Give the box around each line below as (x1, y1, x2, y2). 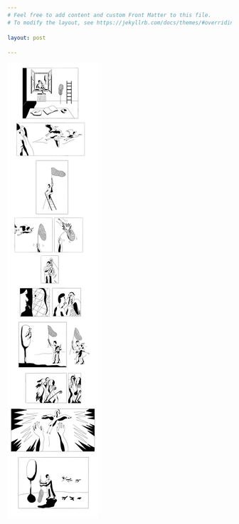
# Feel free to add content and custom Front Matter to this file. (7, 11, 212, 19)
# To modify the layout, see (7, 19, 94, 26)
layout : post (7, 34, 46, 41)
